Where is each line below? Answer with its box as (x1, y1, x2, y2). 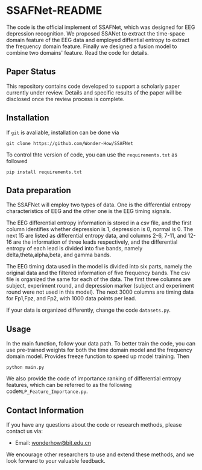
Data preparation (6, 185, 71, 196)
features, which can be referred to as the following (6, 382, 132, 389)
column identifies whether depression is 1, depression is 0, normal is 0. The (6, 226, 194, 233)
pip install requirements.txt (6, 169, 83, 175)
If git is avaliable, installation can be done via (6, 129, 119, 136)
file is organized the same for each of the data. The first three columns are (6, 276, 191, 283)
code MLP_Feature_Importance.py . (6, 388, 89, 395)
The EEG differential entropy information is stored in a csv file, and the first (6, 219, 192, 226)
